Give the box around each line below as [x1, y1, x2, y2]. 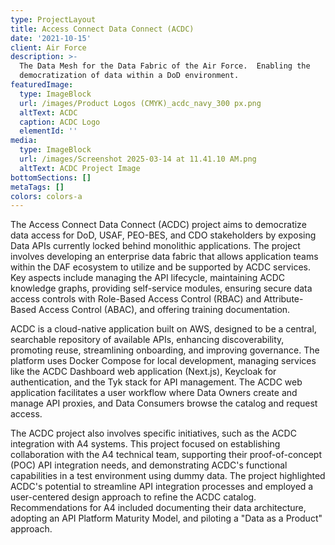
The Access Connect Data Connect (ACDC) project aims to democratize [10, 219, 307, 231]
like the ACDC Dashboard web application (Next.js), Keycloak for [10, 366, 277, 378]
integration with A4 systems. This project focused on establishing [10, 438, 281, 450]
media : [10, 136, 38, 146]
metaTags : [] [10, 182, 65, 192]
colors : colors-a [10, 191, 83, 201]
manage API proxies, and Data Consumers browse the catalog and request [10, 397, 318, 410]
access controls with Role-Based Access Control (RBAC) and [10, 293, 262, 305]
